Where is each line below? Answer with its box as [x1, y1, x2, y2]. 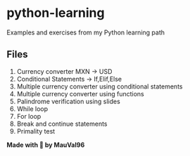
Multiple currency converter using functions [16, 89, 145, 98]
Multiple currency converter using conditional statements [16, 82, 183, 91]
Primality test [16, 126, 56, 135]
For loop [16, 112, 42, 120]
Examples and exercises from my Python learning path [6, 28, 165, 37]
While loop [16, 104, 49, 113]
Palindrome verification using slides [16, 97, 120, 105]
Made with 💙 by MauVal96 [6, 141, 85, 149]
